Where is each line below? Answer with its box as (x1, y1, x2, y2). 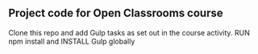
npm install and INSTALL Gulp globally (8, 36, 135, 46)
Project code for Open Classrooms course (8, 6, 223, 20)
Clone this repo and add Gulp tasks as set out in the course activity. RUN (8, 27, 250, 37)
